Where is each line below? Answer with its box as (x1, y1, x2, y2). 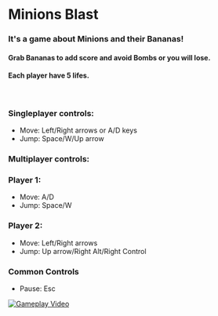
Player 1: (8, 175, 42, 186)
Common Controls (8, 266, 80, 277)
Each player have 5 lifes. (8, 71, 90, 80)
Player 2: (8, 220, 43, 231)
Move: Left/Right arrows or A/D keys (19, 125, 137, 135)
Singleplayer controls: (8, 107, 94, 118)
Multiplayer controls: (8, 154, 90, 165)
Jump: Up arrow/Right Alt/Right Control (19, 246, 147, 256)
